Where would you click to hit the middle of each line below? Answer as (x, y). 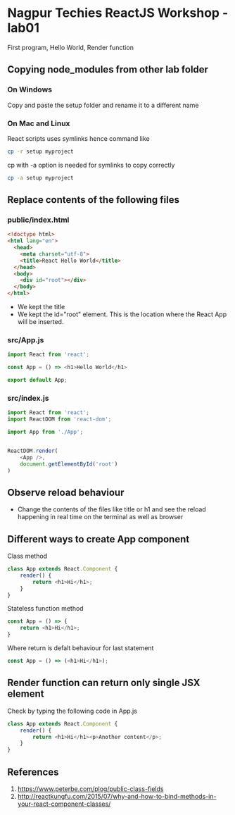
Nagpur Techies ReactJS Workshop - (118, 13)
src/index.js (28, 398)
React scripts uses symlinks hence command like (78, 138)
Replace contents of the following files (93, 200)
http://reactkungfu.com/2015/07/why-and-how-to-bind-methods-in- (117, 796)
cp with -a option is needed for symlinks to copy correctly (91, 165)
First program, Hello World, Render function (70, 47)
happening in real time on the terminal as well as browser (100, 517)
